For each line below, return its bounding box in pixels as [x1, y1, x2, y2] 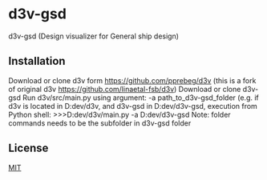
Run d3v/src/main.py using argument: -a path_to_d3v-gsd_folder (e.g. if [22, 93, 259, 102]
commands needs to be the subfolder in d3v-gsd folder [8, 118, 192, 128]
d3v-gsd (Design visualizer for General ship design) [8, 31, 179, 41]
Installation [8, 54, 66, 68]
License [8, 142, 49, 155]
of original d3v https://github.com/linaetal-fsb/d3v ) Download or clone [8, 84, 241, 94]
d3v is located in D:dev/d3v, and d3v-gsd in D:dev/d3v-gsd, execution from [8, 101, 258, 110]
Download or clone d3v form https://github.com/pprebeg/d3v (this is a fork [8, 75, 257, 85]
